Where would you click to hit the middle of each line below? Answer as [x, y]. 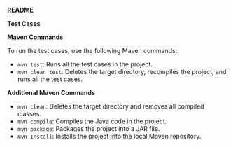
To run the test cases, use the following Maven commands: [92, 51]
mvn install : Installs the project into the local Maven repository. [109, 136]
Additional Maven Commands [51, 93]
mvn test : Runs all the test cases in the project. [85, 64]
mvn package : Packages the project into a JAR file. [89, 128]
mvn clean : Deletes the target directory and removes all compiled [111, 106]
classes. [29, 114]
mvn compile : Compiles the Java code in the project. [92, 121]
